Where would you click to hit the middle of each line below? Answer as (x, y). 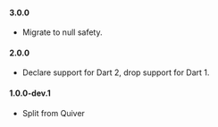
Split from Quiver (53, 113)
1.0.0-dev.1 (30, 93)
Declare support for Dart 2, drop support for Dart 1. (116, 72)
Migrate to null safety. (62, 32)
